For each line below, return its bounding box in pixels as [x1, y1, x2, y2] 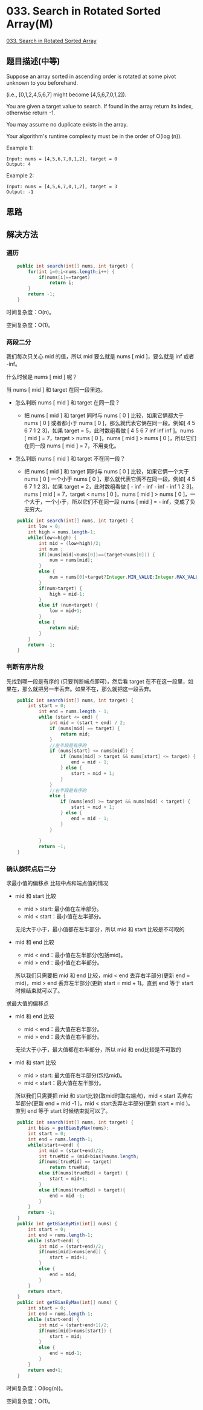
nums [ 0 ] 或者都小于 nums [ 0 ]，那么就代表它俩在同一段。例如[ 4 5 [24, 420, 195, 427]
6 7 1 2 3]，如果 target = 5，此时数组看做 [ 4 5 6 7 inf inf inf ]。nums [24, 427, 195, 434]
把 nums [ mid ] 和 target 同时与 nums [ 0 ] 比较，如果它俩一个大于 [24, 468, 189, 475]
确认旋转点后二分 [6, 865, 56, 873]
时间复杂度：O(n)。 [6, 308, 55, 315]
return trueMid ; [49, 1164, 91, 1171]
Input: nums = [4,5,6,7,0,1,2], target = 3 [6, 183, 118, 189]
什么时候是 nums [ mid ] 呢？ [6, 374, 78, 381]
